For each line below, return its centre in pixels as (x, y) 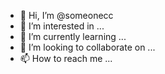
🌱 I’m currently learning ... (73, 36)
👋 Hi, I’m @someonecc (66, 15)
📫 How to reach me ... (66, 58)
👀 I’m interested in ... (62, 26)
